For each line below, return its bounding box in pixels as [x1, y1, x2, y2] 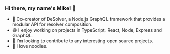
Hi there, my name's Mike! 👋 [5, 5, 76, 12]
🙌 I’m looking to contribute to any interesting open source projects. [12, 38, 153, 44]
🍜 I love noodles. [12, 43, 48, 49]
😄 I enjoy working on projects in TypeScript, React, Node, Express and [12, 27, 162, 33]
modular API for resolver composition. [12, 21, 93, 28]
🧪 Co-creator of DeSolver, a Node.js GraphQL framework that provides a [12, 16, 165, 22]
